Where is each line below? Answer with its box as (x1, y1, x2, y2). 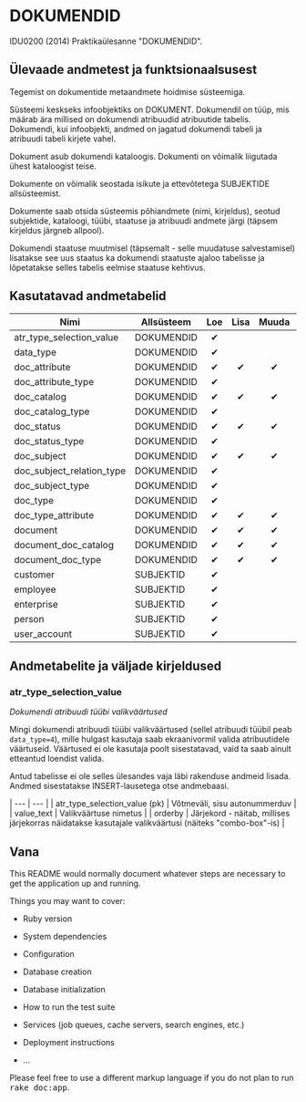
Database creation (22, 966, 93, 977)
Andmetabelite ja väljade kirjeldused (9, 658, 221, 673)
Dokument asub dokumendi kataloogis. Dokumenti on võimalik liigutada (9, 151, 278, 161)
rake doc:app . (9, 1082, 70, 1093)
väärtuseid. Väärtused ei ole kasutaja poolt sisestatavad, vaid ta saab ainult (9, 743, 291, 754)
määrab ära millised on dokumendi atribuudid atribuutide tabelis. (9, 113, 251, 124)
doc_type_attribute (14, 508, 94, 521)
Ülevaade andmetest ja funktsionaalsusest (9, 62, 258, 78)
